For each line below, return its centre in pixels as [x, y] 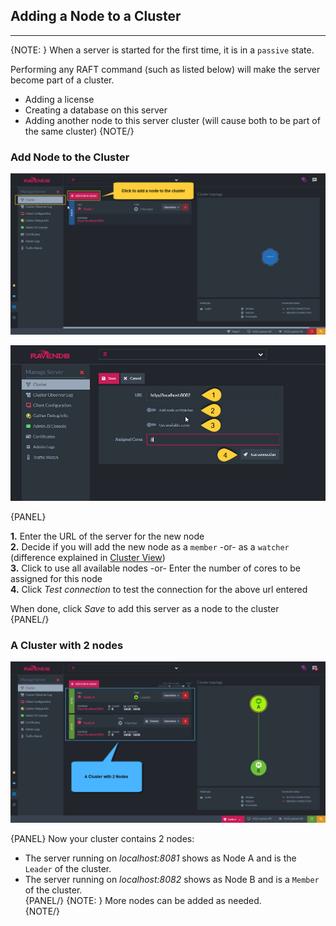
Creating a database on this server [96, 110]
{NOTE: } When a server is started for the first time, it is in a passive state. [162, 50]
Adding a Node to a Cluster [96, 16]
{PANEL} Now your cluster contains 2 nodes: [102, 839]
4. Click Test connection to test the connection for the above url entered [159, 589]
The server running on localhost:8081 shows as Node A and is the [160, 858]
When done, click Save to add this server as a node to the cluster [145, 608]
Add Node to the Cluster [70, 157]
